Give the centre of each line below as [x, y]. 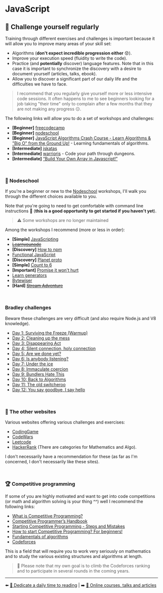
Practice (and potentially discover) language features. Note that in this [83, 63]
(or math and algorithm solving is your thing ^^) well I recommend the [74, 502]
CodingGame [25, 431]
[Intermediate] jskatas [34, 148]
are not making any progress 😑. [49, 109]
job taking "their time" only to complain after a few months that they [85, 104]
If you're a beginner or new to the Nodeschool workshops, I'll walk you [76, 191]
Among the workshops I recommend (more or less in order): [65, 230]
